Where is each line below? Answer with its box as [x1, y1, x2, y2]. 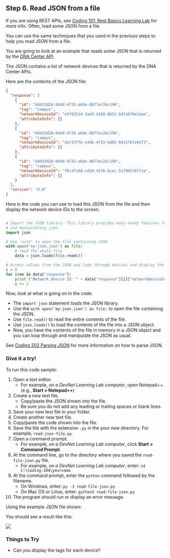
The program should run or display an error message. [13, 494, 125, 500]
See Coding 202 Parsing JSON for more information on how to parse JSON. [6, 342, 163, 349]
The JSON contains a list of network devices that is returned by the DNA [6, 63, 156, 69]
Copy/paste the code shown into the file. [13, 419, 98, 425]
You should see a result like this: [6, 513, 73, 519]
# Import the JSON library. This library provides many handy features [6, 220, 159, 226]
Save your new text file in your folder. [13, 408, 91, 415]
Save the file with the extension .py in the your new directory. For [13, 425, 149, 431]
